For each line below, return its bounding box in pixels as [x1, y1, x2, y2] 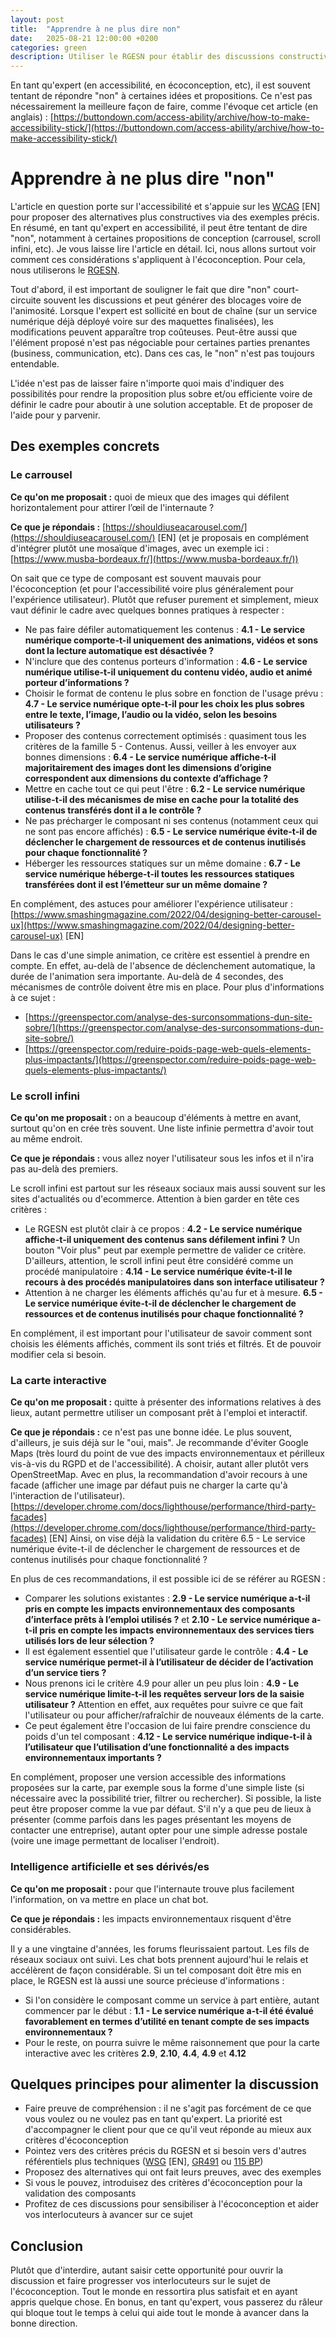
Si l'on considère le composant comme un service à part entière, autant [24, 1994, 320, 2006]
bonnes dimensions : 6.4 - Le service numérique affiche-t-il [24, 751, 277, 763]
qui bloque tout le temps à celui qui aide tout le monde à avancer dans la [10, 2307, 310, 2319]
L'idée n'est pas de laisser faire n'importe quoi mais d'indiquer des [10, 377, 285, 390]
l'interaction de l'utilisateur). [10, 1490, 126, 1502]
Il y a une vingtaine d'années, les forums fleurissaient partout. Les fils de [10, 1942, 310, 1955]
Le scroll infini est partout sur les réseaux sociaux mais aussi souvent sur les [10, 1182, 326, 1195]
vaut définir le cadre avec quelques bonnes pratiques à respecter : [10, 604, 285, 616]
